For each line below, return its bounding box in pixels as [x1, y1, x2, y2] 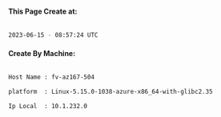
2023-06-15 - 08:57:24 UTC [8, 31, 98, 39]
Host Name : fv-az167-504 [8, 73, 94, 82]
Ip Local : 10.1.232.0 [8, 103, 88, 111]
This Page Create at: [8, 6, 78, 16]
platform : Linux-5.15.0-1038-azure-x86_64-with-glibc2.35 [8, 88, 214, 96]
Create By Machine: [8, 48, 76, 58]
